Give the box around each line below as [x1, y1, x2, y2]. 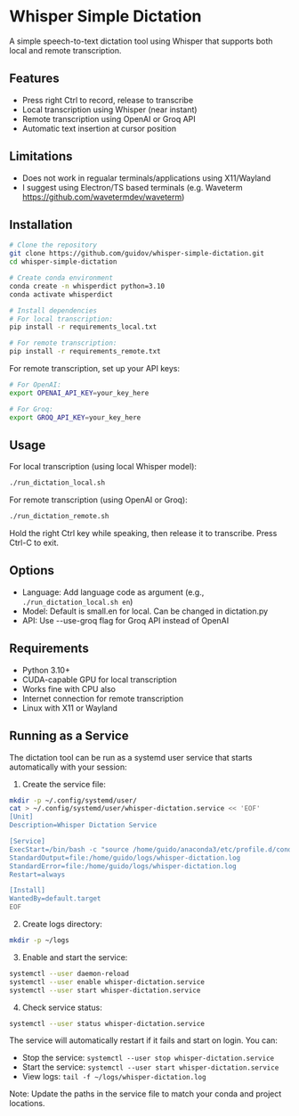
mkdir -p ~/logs [9, 936, 69, 945]
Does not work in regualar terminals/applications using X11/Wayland [21, 172, 271, 183]
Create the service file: [21, 778, 107, 789]
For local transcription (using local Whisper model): [9, 461, 198, 472]
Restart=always [9, 870, 66, 879]
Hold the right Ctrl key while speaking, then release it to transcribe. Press [9, 528, 278, 539]
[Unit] [9, 812, 34, 821]
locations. [9, 1098, 45, 1109]
